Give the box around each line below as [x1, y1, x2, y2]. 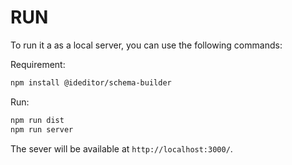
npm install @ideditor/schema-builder [10, 77, 172, 88]
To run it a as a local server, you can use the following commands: [10, 39, 283, 51]
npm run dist [10, 115, 65, 125]
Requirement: [10, 58, 66, 70]
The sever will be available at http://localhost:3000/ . [10, 142, 233, 155]
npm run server [10, 124, 74, 135]
